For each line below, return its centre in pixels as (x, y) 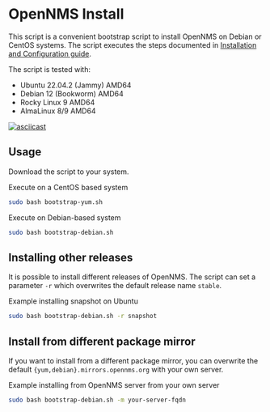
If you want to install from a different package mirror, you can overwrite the (133, 361)
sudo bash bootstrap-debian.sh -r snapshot (83, 316)
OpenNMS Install (66, 14)
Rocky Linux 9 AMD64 (57, 102)
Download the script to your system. (69, 172)
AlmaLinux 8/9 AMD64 (58, 111)
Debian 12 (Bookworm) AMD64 (72, 93)
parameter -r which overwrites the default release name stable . (115, 286)
